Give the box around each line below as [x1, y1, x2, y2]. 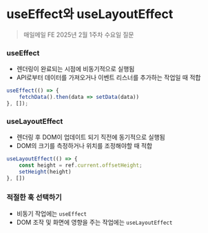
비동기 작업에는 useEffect [16, 209, 87, 218]
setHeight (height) [19, 168, 72, 175]
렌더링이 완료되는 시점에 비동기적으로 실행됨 [16, 65, 135, 73]
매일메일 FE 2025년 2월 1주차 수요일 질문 [23, 30, 134, 39]
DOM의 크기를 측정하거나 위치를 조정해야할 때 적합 [16, 142, 153, 150]
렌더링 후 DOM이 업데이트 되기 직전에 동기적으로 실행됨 [16, 133, 166, 142]
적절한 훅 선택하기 [6, 192, 63, 202]
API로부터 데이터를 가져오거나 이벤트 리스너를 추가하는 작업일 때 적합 [16, 73, 201, 82]
